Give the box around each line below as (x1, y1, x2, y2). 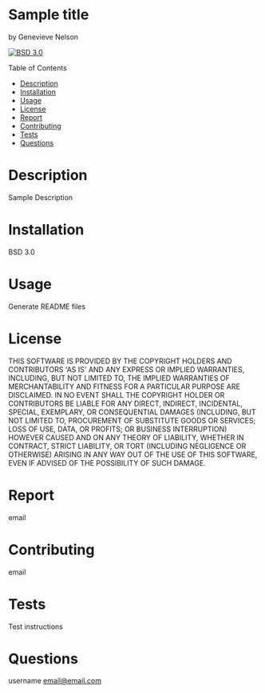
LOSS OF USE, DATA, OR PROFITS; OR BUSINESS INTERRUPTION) (8, 424, 227, 434)
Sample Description (8, 192, 73, 202)
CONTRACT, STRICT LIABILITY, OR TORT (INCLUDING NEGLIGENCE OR (8, 441, 247, 451)
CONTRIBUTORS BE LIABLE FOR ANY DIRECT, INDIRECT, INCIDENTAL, (8, 399, 243, 408)
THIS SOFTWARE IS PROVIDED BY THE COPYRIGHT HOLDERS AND (8, 356, 233, 366)
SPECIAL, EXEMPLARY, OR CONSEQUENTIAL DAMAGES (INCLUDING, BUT (8, 407, 257, 417)
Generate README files (8, 302, 86, 311)
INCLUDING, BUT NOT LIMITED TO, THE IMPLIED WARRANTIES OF (8, 373, 230, 383)
